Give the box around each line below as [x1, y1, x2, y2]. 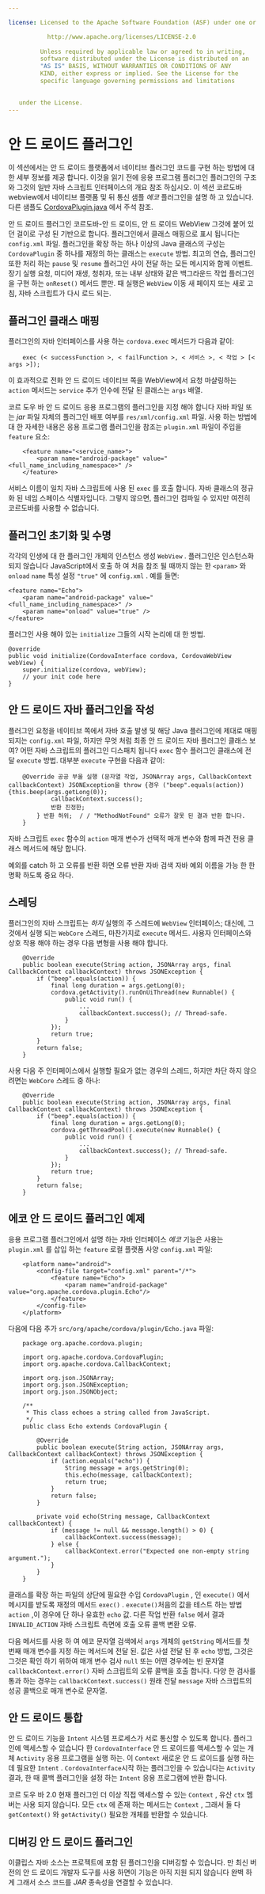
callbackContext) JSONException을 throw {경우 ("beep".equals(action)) [8, 781, 244, 789]
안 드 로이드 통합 [8, 1711, 83, 1725]
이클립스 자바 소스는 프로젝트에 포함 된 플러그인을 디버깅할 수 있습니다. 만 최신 [8, 1858, 249, 1867]
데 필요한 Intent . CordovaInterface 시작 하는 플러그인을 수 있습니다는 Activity [8, 1763, 256, 1773]
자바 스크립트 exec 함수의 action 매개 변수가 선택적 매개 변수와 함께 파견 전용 [8, 833, 246, 843]
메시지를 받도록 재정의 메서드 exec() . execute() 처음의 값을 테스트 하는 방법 [8, 1599, 243, 1609]
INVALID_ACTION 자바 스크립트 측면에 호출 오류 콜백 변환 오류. [8, 1619, 197, 1629]
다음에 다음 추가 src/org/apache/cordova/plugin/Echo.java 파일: [8, 1323, 214, 1333]
